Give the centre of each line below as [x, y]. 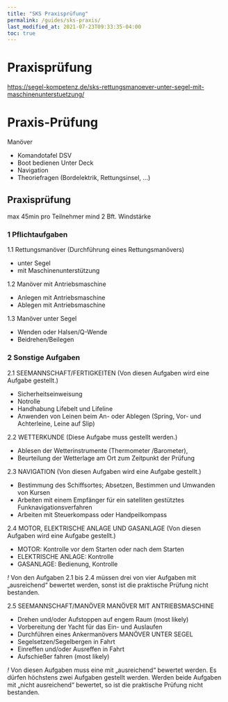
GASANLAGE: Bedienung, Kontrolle [67, 564]
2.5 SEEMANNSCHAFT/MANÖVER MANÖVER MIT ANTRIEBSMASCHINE [111, 606]
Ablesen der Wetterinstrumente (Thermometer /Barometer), [103, 450]
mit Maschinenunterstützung [58, 271]
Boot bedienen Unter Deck [55, 163]
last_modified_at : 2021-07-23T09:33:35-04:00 [74, 27]
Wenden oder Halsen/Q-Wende [62, 332]
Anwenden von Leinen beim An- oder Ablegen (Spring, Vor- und [109, 416]
